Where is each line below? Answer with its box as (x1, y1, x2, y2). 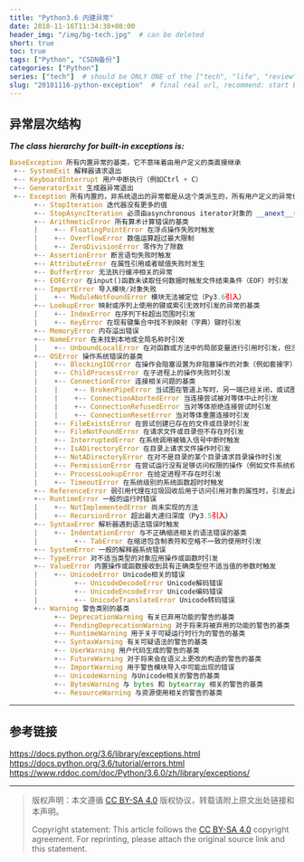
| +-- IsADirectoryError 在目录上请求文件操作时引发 (33, 444, 231, 453)
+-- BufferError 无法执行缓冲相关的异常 (33, 268, 174, 277)
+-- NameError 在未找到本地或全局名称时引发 (33, 335, 185, 344)
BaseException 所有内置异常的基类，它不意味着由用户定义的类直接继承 (9, 158, 242, 167)
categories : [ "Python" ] (9, 64, 100, 73)
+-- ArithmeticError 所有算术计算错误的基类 (33, 217, 189, 226)
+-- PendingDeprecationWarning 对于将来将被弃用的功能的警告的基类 (53, 620, 290, 630)
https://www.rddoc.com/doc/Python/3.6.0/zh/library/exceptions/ (9, 768, 251, 779)
